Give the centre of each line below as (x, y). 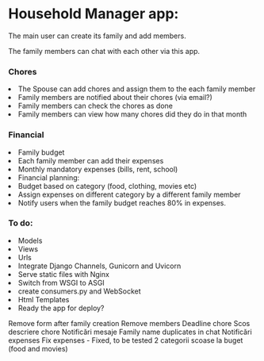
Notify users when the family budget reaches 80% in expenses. (122, 202)
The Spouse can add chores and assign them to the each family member (137, 89)
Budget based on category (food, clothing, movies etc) (108, 186)
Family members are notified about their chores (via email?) (115, 98)
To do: (21, 223)
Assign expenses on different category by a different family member (130, 194)
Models (31, 240)
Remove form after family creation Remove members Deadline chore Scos (129, 323)
